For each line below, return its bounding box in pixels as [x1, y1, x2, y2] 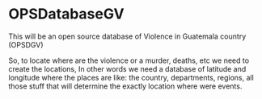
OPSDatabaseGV [8, 5, 125, 23]
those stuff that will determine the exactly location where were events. [8, 81, 243, 91]
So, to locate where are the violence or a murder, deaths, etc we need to [8, 56, 249, 65]
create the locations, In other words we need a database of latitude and [8, 64, 247, 73]
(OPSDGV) [8, 39, 44, 49]
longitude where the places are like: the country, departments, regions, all [8, 72, 255, 82]
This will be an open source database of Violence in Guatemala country [8, 31, 247, 41]
